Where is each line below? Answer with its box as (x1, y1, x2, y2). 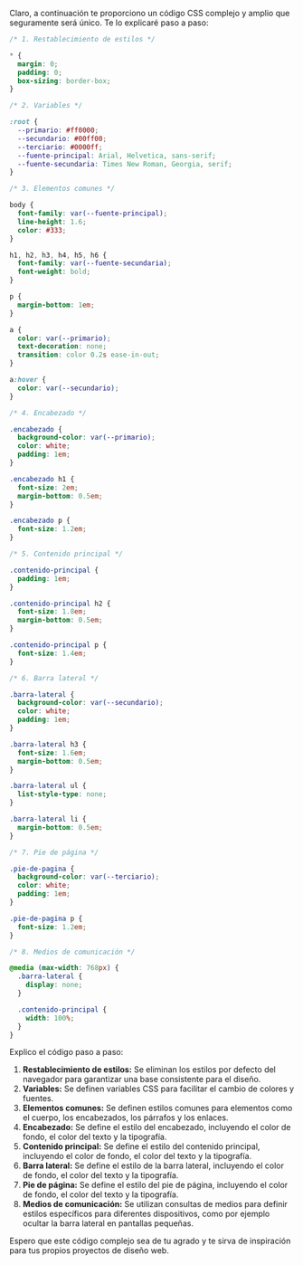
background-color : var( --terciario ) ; (17, 872, 160, 881)
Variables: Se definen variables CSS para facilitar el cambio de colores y (22, 1083, 295, 1094)
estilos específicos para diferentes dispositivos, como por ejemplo (22, 1208, 270, 1220)
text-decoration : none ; (17, 342, 107, 351)
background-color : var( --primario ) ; (17, 433, 156, 442)
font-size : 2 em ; (17, 483, 79, 492)
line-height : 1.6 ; (17, 217, 88, 226)
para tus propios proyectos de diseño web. (9, 1245, 169, 1256)
